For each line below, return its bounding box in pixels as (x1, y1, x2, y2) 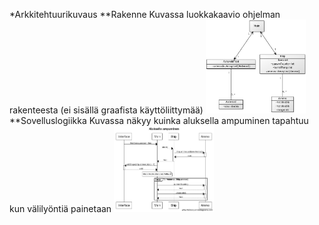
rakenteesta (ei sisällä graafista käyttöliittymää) (9, 104, 204, 116)
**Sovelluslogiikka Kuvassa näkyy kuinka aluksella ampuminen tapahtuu (9, 114, 309, 126)
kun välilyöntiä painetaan (9, 202, 112, 214)
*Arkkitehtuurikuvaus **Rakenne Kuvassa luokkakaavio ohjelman (9, 9, 281, 20)
